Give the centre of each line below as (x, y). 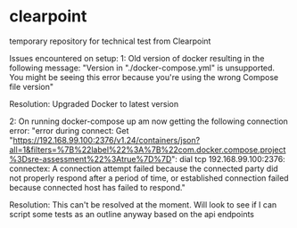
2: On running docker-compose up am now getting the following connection (148, 121)
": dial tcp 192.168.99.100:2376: (228, 159)
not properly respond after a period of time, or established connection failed (149, 178)
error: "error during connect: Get (69, 130)
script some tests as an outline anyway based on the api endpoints (132, 214)
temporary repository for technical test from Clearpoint (110, 41)
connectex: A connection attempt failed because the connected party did (144, 168)
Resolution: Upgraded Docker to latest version (94, 103)
